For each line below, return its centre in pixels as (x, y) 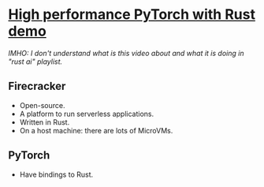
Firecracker (37, 86)
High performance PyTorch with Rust (132, 15)
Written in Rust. (45, 122)
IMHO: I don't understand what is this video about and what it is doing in (126, 53)
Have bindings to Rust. (56, 174)
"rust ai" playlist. (35, 62)
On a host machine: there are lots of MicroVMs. (96, 130)
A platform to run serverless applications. (87, 114)
